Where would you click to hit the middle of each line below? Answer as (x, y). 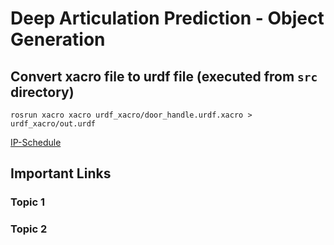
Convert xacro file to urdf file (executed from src (164, 76)
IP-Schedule (36, 142)
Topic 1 (27, 202)
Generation (58, 39)
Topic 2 (29, 229)
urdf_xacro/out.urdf (53, 124)
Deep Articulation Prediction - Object (167, 18)
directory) (42, 92)
